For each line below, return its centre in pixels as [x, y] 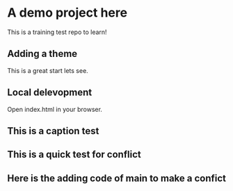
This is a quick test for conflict [74, 155]
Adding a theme [42, 54]
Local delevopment [50, 93]
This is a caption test [53, 131]
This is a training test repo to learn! [57, 32]
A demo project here [67, 13]
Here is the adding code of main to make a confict [117, 178]
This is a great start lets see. [48, 70]
